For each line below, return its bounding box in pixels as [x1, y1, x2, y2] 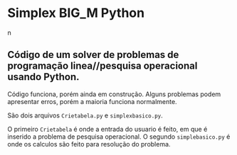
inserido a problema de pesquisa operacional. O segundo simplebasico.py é [7, 132, 231, 141]
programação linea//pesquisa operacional [7, 60, 198, 72]
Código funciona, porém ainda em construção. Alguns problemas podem [7, 90, 221, 98]
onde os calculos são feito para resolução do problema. [7, 139, 171, 148]
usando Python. [7, 71, 80, 83]
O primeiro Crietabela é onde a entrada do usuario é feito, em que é [7, 125, 208, 133]
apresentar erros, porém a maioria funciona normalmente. [7, 97, 177, 105]
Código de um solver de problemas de [7, 49, 179, 61]
